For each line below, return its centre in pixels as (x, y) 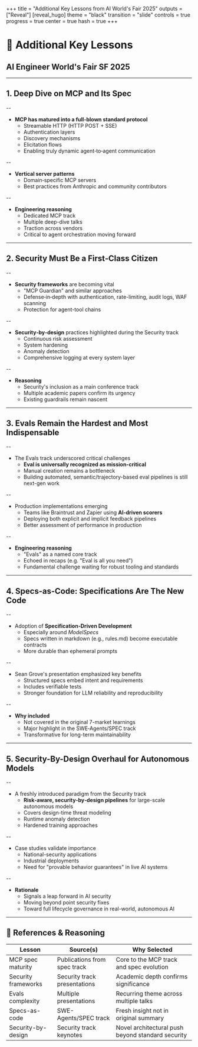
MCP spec (24, 959)
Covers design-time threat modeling (67, 813)
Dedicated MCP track (49, 215)
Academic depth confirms (152, 977)
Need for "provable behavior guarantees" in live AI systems (95, 867)
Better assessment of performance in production (83, 525)
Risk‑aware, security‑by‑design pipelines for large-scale (94, 800)
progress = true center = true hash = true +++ (62, 21)
